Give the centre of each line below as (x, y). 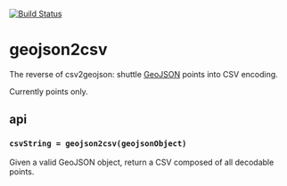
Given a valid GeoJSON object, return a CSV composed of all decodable (142, 162)
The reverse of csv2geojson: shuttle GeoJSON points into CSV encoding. (143, 74)
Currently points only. (49, 91)
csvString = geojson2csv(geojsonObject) (98, 144)
